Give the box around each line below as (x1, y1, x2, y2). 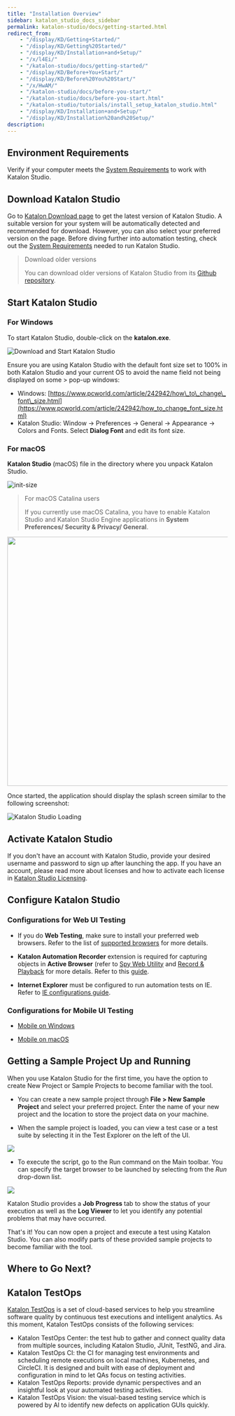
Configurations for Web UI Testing (7, 915, 126, 925)
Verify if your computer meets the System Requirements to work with (7, 165, 206, 174)
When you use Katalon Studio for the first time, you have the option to (7, 1073, 208, 1082)
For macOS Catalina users (24, 495, 100, 503)
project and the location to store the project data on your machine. (17, 1110, 209, 1118)
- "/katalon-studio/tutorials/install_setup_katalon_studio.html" (20, 102, 218, 109)
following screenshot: (7, 799, 70, 808)
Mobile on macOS (17, 1035, 69, 1043)
